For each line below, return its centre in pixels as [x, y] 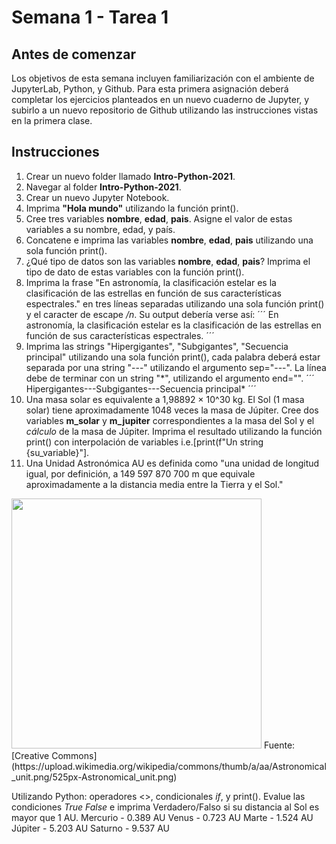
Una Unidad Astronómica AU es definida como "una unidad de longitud [172, 463]
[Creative [30, 755]
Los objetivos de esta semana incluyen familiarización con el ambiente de [163, 78]
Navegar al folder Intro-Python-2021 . [103, 187]
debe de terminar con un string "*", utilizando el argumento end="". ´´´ [170, 378]
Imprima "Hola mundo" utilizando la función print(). [132, 208]
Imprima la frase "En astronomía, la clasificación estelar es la [151, 282]
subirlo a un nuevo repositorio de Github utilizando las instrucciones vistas [165, 110]
